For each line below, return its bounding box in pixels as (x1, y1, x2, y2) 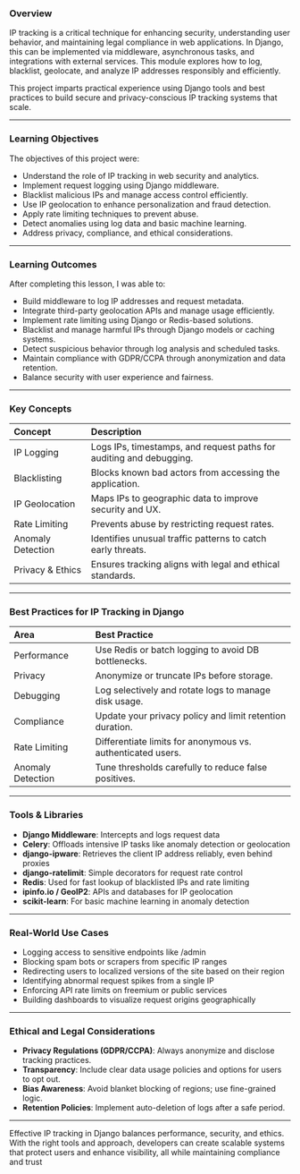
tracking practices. (21, 1055, 92, 1066)
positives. (95, 772, 136, 785)
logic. (21, 1093, 43, 1103)
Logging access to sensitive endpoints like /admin (21, 947, 207, 957)
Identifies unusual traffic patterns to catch (90, 532, 267, 545)
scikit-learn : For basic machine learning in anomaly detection (21, 896, 250, 906)
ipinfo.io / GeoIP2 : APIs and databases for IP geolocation (21, 886, 234, 897)
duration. (95, 721, 133, 734)
